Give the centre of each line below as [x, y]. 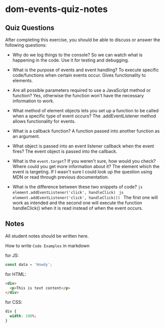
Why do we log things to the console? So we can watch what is [77, 55]
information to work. [33, 101]
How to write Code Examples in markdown [47, 245]
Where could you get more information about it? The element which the [86, 166]
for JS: [12, 255]
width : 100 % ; [23, 316]
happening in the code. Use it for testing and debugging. [70, 60]
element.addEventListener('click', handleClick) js [68, 193]
